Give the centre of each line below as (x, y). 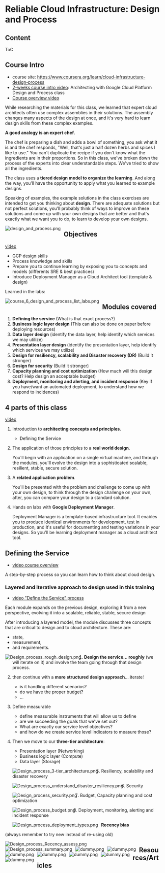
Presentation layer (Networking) (52, 751)
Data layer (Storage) (40, 762)
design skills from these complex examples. (49, 123)
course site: (24, 77)
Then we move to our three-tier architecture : (58, 741)
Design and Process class (38, 93)
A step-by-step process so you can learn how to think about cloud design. (80, 574)
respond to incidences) (36, 392)
